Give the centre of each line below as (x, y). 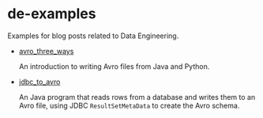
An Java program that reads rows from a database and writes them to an (137, 97)
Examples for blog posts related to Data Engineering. (93, 36)
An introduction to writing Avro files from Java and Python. (114, 66)
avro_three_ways (46, 51)
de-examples (52, 14)
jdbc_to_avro (39, 82)
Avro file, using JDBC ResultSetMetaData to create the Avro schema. (129, 105)
